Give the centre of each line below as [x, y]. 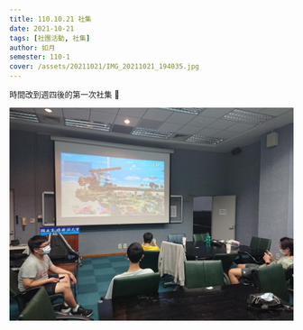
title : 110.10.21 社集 [50, 19]
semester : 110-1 [40, 57]
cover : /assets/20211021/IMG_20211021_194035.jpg [105, 67]
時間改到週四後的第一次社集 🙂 [64, 94]
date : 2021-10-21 [42, 28]
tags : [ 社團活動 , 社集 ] [50, 38]
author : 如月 [32, 48]
